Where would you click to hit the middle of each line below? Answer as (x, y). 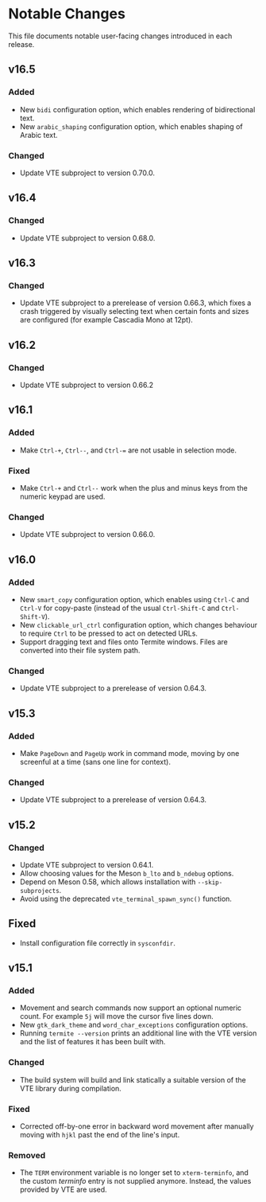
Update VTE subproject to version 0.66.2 (86, 385)
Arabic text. (39, 135)
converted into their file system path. (80, 650)
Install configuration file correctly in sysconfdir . (98, 943)
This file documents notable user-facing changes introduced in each (120, 36)
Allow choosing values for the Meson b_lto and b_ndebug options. (127, 873)
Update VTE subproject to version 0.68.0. (87, 238)
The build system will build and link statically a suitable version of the (133, 1079)
